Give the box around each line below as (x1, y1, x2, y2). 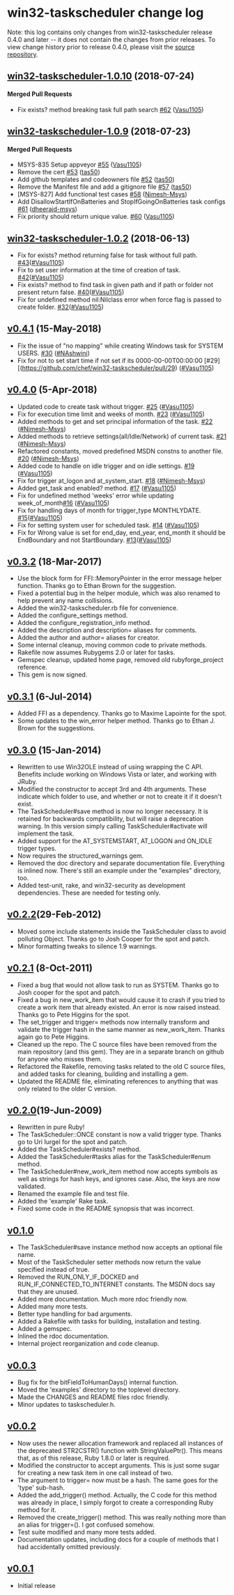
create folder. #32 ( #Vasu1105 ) (17, 302, 104, 311)
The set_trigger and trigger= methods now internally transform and (17, 1017, 210, 1026)
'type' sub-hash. (17, 1483, 65, 1492)
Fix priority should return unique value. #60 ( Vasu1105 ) (17, 213, 175, 221)
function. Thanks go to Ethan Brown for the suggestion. (17, 582, 177, 590)
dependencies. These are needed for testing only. (17, 888, 161, 897)
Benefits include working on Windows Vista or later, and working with (17, 770, 217, 778)
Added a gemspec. (17, 1325, 72, 1333)
